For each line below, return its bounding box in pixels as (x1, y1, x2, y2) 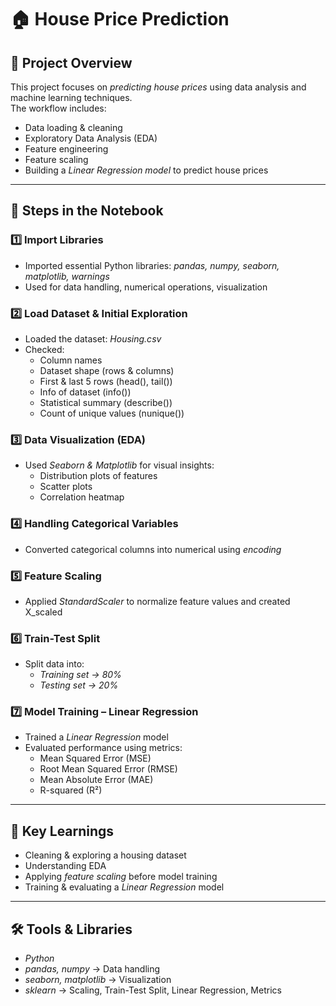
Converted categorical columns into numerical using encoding (24, 543, 282, 555)
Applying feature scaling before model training (24, 871, 218, 883)
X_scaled (24, 606, 63, 618)
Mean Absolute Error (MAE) (39, 774, 154, 786)
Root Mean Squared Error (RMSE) (39, 763, 178, 775)
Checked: (24, 343, 65, 355)
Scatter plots (39, 481, 93, 493)
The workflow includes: (10, 102, 107, 114)
